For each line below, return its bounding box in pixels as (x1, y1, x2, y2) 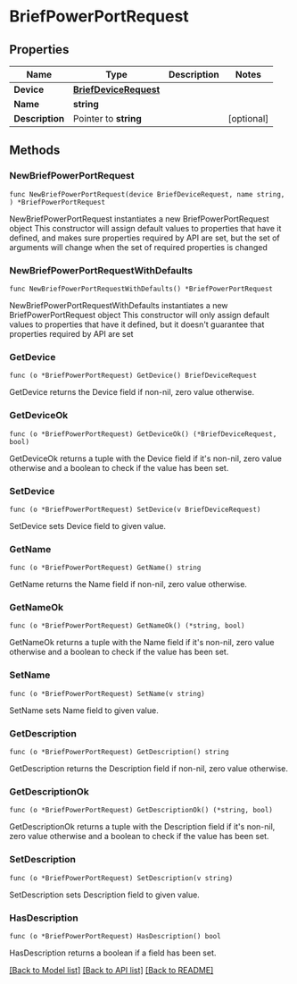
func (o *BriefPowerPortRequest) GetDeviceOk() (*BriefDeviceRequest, (9, 429, 277, 439)
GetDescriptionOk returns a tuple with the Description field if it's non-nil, (9, 821, 276, 832)
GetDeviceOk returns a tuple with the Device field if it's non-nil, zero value (9, 453, 283, 464)
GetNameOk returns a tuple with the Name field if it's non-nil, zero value (9, 637, 275, 648)
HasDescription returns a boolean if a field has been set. (9, 947, 217, 958)
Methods (9, 143, 61, 158)
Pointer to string (72, 113, 142, 124)
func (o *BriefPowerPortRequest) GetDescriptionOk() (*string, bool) (9, 806, 274, 815)
